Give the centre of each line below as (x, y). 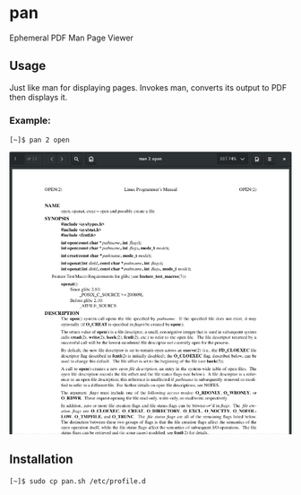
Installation (41, 460)
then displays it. (39, 97)
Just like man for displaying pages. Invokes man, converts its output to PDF (148, 87)
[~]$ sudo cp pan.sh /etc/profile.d (77, 481)
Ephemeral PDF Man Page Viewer (72, 38)
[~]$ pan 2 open (39, 140)
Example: (30, 120)
